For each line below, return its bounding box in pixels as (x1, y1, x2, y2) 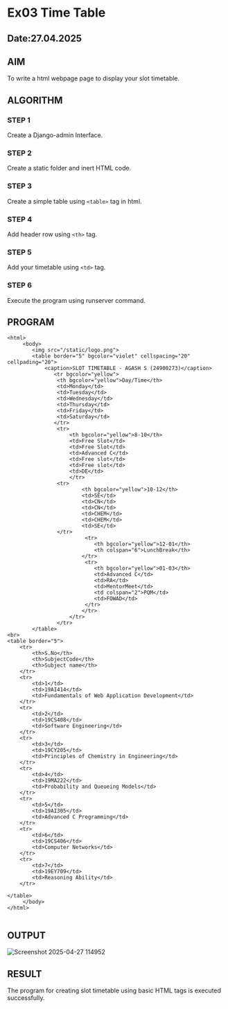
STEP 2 (7, 148, 33, 157)
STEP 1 (7, 115, 30, 125)
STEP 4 (7, 214, 33, 224)
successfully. (7, 994, 45, 1002)
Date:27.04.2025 (7, 33, 82, 44)
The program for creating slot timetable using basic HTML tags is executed (7, 986, 222, 994)
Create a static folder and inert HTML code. (7, 164, 132, 173)
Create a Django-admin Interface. (7, 131, 103, 139)
